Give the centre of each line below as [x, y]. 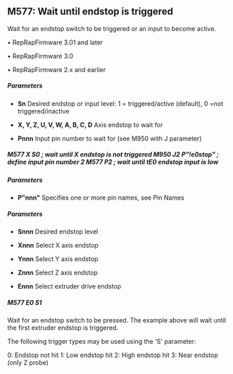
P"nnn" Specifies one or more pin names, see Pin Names [101, 198]
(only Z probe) [28, 363]
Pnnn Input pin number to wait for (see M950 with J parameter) [109, 138]
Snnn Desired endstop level [58, 231]
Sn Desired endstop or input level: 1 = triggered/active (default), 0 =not [120, 103]
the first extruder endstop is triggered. [63, 328]
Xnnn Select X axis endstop [58, 246]
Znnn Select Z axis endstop [58, 273]
